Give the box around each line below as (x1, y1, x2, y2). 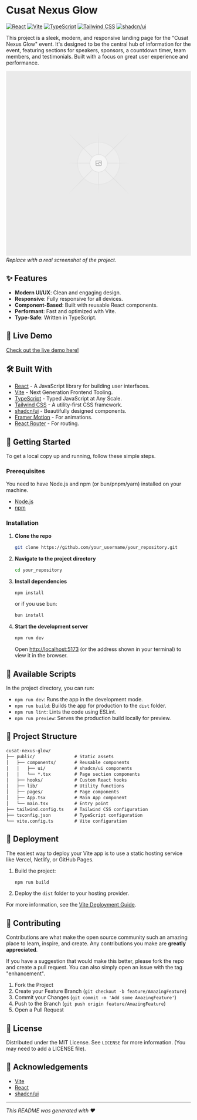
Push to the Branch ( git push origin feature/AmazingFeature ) (14, 1000, 166, 1007)
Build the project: (14, 867, 56, 874)
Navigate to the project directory (14, 555, 96, 562)
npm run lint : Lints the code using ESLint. (14, 708, 117, 715)
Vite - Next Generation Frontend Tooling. (14, 389, 113, 396)
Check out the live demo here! (6, 347, 79, 354)
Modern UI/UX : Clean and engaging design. (14, 289, 121, 296)
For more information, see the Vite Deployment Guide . (6, 901, 137, 908)
